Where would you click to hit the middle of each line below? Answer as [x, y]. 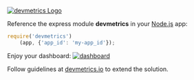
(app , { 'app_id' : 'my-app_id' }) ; [67, 42]
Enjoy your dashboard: [39, 55]
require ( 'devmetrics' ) [40, 36]
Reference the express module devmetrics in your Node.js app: [97, 24]
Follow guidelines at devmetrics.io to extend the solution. [88, 69]
